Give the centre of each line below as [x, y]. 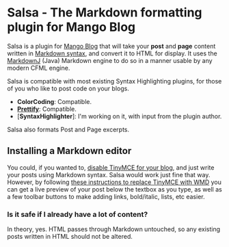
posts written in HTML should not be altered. [70, 237]
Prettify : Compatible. [47, 109]
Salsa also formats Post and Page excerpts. [68, 129]
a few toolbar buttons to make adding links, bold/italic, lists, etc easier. [106, 196]
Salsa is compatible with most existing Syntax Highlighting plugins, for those [114, 81]
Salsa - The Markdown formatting [105, 13]
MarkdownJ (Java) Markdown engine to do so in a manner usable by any [110, 60]
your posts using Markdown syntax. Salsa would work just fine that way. [109, 174]
